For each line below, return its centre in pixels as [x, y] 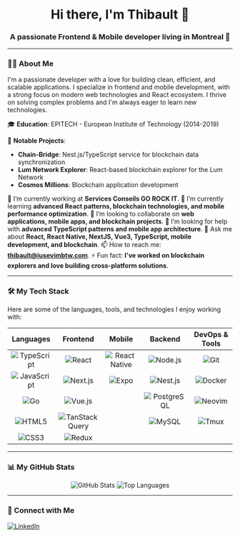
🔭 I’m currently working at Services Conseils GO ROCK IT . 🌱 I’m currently [115, 199]
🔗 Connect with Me [41, 511]
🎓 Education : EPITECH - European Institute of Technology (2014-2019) [113, 124]
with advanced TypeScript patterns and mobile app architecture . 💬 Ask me [120, 229]
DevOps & [211, 335]
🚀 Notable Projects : [37, 140]
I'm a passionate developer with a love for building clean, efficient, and [111, 79]
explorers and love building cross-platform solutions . [88, 265]
